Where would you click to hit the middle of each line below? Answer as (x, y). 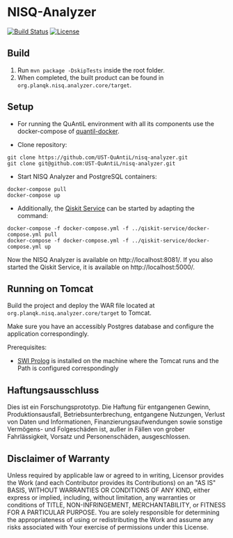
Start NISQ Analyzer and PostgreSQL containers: (87, 176)
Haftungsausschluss (53, 390)
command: (33, 215)
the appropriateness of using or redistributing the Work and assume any (111, 520)
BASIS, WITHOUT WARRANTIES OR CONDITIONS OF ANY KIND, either (109, 490)
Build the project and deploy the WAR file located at (81, 306)
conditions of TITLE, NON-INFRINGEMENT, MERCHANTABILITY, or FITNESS (116, 505)
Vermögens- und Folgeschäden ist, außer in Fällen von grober (96, 429)
